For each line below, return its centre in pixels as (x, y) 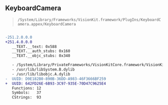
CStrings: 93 (26, 97)
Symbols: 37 (26, 93)
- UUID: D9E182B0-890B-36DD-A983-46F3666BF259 (56, 79)
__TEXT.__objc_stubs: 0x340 (41, 56)
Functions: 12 (26, 88)
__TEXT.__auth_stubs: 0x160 (41, 51)
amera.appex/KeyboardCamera (46, 24)
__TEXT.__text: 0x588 (34, 46)
